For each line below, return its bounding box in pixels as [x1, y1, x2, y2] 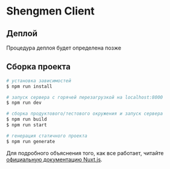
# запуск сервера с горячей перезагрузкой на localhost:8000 [6, 94, 163, 100]
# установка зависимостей [6, 77, 71, 84]
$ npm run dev [6, 100, 42, 106]
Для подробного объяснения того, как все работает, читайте [6, 149, 164, 156]
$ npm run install [6, 83, 52, 89]
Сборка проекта [6, 62, 71, 72]
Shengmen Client [6, 4, 95, 18]
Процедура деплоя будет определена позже [6, 44, 122, 51]
